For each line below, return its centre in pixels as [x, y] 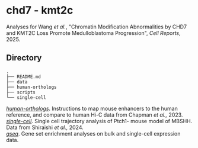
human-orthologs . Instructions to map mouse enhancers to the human [92, 108]
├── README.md [24, 77]
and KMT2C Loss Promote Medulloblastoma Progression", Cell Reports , [93, 33]
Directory [24, 58]
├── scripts [21, 92]
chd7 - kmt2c [40, 10]
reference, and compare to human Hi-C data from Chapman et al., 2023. [95, 115]
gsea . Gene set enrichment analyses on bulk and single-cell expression [93, 133]
